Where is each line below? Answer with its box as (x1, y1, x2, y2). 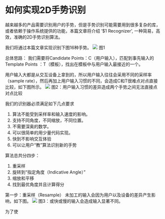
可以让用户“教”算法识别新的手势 (12, 142, 77, 148)
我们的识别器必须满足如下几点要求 (5, 101, 74, 107)
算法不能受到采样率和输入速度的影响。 (12, 111, 90, 117)
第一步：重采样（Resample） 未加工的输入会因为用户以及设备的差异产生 (5, 192, 152, 198)
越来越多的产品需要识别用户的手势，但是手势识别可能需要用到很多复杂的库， (5, 22, 161, 28)
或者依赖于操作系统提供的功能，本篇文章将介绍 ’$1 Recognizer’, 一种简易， (5, 28, 156, 34)
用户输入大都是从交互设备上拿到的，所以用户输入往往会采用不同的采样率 (5, 72, 152, 77)
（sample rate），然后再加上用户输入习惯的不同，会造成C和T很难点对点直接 (5, 77, 158, 84)
